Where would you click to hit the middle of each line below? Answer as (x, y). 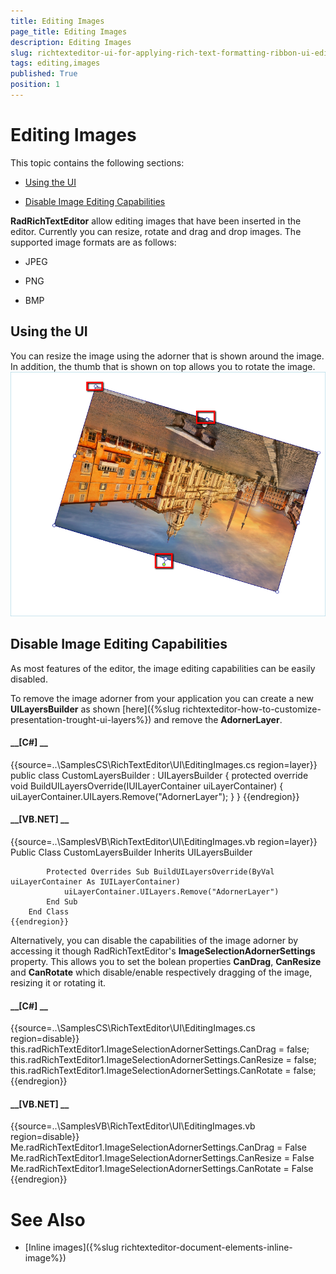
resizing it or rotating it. (58, 982)
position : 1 (35, 85)
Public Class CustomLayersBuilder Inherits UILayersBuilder (131, 852)
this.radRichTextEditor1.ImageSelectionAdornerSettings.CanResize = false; (163, 1060)
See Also (48, 1219)
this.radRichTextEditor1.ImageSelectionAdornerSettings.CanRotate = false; (163, 1071)
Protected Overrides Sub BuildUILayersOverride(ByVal (160, 871)
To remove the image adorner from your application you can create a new (162, 698)
